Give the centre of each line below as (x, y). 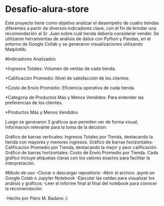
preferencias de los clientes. (34, 102)
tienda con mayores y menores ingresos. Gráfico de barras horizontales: (79, 142)
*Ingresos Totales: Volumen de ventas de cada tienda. (61, 69)
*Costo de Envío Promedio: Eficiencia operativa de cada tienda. (70, 87)
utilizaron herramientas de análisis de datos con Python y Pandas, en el (78, 39)
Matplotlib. (16, 49)
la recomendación (24, 188)
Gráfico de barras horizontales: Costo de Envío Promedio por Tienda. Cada (82, 152)
